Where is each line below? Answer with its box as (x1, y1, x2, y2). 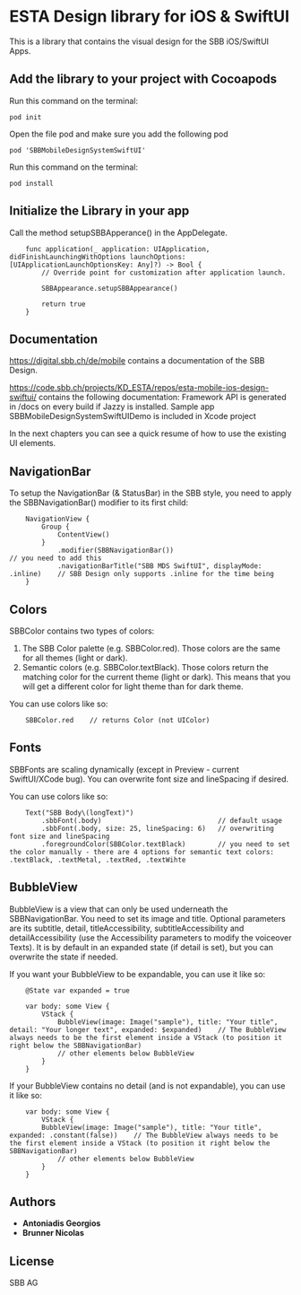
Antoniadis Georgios (21, 1218, 101, 1229)
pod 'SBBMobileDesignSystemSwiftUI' (9, 145, 146, 154)
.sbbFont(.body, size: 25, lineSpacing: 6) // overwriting (41, 824, 275, 833)
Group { (41, 522, 70, 531)
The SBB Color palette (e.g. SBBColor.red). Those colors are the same (21, 643, 280, 653)
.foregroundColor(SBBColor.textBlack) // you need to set (41, 839, 291, 849)
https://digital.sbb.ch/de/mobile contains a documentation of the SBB (9, 355, 265, 366)
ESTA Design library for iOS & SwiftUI (9, 6, 289, 27)
